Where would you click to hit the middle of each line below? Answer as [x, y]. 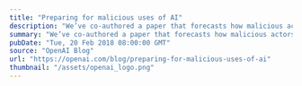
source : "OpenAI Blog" [52, 51]
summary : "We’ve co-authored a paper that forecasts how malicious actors [152, 34]
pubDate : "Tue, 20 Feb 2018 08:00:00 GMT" [90, 43]
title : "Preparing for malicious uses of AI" [96, 17]
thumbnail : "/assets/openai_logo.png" [82, 68]
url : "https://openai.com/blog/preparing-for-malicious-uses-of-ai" [140, 59]
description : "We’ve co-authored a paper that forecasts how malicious [146, 26]
